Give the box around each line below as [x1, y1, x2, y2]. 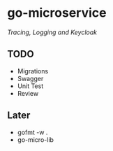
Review [17, 89, 39, 97]
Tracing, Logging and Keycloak [7, 28, 98, 36]
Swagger [17, 74, 44, 82]
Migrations [17, 66, 49, 75]
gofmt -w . [17, 128, 48, 136]
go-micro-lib [17, 135, 54, 144]
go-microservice [7, 5, 107, 21]
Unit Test [17, 82, 44, 90]
